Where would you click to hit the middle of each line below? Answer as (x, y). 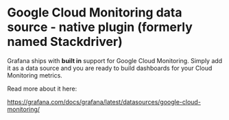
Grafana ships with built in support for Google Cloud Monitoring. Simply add (115, 60)
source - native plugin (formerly (100, 27)
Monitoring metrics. (35, 75)
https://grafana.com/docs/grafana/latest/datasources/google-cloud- (104, 101)
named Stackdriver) (65, 42)
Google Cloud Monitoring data (95, 13)
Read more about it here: (42, 88)
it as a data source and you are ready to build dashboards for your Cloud (110, 68)
